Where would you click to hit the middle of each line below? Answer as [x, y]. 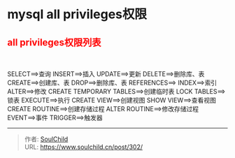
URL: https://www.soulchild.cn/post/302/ [84, 147]
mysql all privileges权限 [77, 14]
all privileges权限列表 [54, 42]
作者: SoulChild [46, 139]
